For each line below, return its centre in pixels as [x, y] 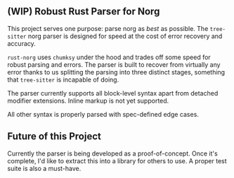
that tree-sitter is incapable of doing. [63, 80]
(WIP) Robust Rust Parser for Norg [84, 12]
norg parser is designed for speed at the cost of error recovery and [125, 36]
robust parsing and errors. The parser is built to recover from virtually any [114, 64]
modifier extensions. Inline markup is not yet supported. [88, 101]
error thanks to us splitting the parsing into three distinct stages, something [116, 72]
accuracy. [22, 43]
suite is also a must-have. [44, 168]
